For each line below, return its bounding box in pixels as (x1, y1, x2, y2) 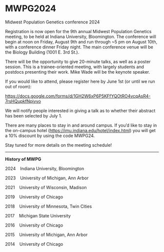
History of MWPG (5, 156, 41, 162)
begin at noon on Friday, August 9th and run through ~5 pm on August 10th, (5, 39, 158, 44)
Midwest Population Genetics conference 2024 (5, 19, 100, 25)
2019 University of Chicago (5, 194, 63, 200)
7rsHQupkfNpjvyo (5, 98, 41, 104)
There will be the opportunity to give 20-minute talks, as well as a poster (5, 58, 151, 64)
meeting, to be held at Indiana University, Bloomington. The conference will (5, 34, 156, 39)
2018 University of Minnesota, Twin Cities (5, 203, 92, 209)
